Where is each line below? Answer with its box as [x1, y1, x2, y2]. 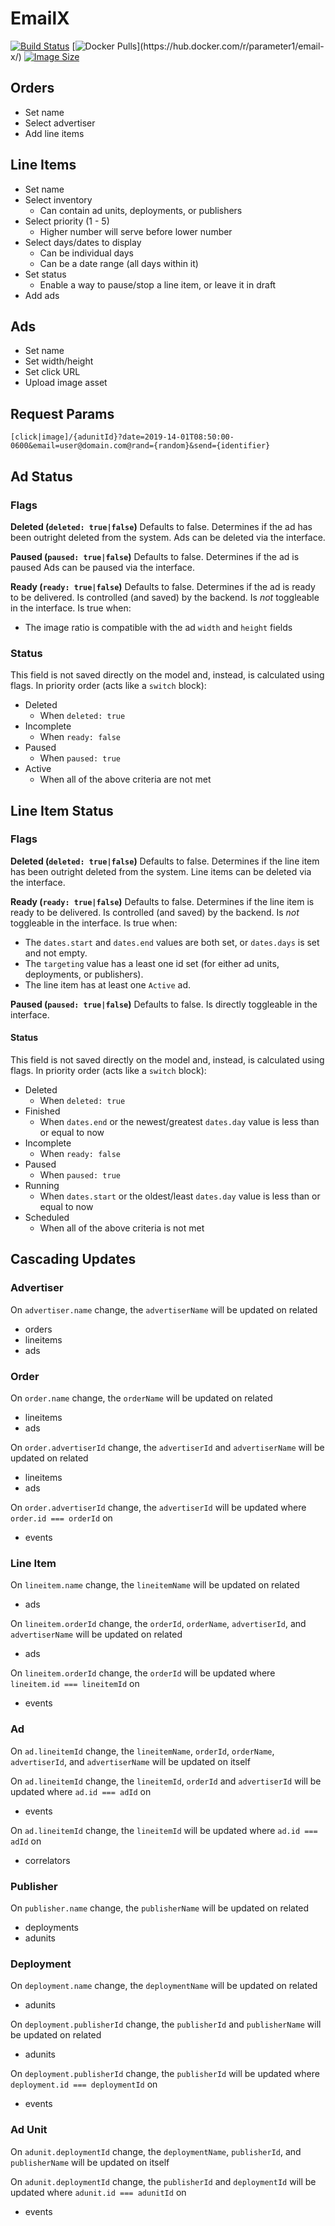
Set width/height [24, 355, 94, 367]
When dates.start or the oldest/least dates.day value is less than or [39, 1190, 321, 1202]
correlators [24, 1854, 71, 1866]
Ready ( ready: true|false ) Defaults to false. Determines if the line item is [10, 895, 315, 907]
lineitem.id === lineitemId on [10, 1678, 140, 1690]
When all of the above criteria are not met [39, 773, 212, 786]
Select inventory [24, 193, 93, 206]
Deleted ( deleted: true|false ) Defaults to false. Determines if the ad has [10, 520, 313, 532]
